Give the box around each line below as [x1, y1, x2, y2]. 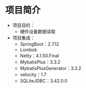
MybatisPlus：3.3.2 [20, 59, 61, 65]
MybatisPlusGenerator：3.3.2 [20, 65, 81, 71]
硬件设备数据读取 [20, 28, 56, 34]
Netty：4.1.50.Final [20, 52, 59, 58]
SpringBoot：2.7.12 [20, 41, 59, 47]
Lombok [20, 46, 37, 53]
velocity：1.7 [20, 71, 47, 77]
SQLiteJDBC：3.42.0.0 [20, 77, 68, 83]
